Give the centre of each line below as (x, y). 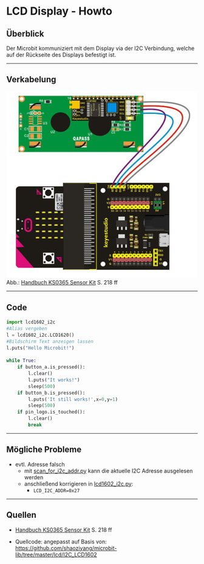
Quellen (21, 515)
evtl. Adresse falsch (40, 464)
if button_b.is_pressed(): (51, 393)
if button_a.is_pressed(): (51, 367)
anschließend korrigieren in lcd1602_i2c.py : (79, 484)
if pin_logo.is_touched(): (51, 412)
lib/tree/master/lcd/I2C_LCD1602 (56, 554)
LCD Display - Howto (59, 11)
